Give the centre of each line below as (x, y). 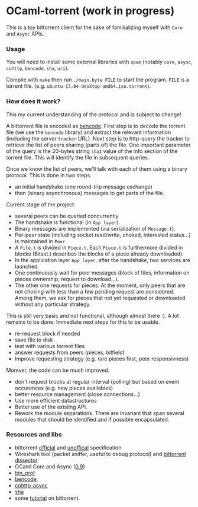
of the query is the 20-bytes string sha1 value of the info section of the (92, 151)
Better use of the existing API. (51, 407)
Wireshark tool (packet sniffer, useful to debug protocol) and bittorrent (100, 454)
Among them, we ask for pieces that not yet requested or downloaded (100, 298)
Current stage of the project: (41, 204)
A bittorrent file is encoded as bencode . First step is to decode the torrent (96, 126)
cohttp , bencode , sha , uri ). (38, 68)
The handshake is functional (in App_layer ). (67, 222)
